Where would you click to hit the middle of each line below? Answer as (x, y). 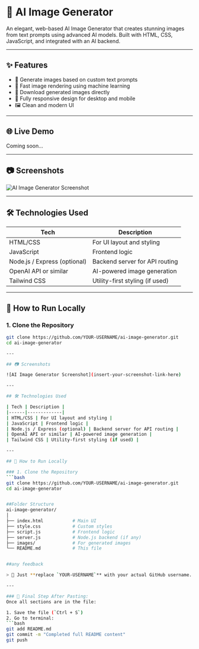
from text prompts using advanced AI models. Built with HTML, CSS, (89, 34)
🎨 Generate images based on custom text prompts (76, 79)
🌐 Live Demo (30, 132)
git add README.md (29, 629)
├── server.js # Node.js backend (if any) (74, 537)
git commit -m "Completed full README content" (66, 635)
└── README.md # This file (54, 548)
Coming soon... (25, 146)
